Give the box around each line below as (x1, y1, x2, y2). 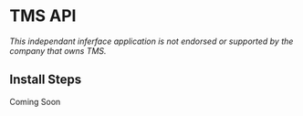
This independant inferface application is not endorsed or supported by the (9, 36, 294, 47)
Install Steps (9, 72, 82, 88)
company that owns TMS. (9, 45, 107, 56)
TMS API (9, 5, 77, 26)
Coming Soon (9, 96, 61, 107)
